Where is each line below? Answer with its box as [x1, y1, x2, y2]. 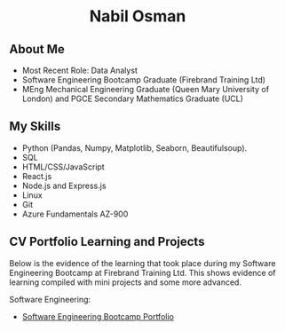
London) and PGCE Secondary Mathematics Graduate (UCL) [21, 93, 244, 104]
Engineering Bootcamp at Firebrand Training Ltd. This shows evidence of [9, 267, 276, 278]
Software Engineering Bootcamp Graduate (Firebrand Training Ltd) [21, 75, 266, 85]
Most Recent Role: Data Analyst [21, 65, 138, 75]
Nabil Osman [89, 6, 186, 27]
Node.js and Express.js [21, 180, 107, 191]
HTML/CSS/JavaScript [21, 162, 105, 172]
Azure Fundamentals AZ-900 [21, 209, 129, 219]
